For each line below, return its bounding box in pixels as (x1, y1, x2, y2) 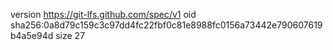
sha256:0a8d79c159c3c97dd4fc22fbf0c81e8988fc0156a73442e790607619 (10, 19, 323, 31)
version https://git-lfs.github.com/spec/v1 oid (10, 9, 197, 20)
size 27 (55, 30, 86, 41)
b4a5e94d (10, 30, 54, 41)
